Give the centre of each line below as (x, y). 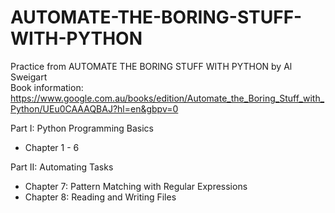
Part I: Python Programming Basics (82, 128)
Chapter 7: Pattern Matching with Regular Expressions (136, 186)
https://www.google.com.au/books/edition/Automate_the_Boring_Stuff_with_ (167, 98)
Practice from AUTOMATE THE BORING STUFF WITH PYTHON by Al (151, 66)
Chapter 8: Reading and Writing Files (100, 197)
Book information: (47, 87)
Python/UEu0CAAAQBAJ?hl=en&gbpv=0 (94, 108)
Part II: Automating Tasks (62, 167)
